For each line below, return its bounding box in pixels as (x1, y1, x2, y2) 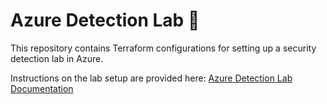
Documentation (10, 82, 74, 94)
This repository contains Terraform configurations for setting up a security (10, 42, 317, 54)
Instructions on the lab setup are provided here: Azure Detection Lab (10, 72, 293, 84)
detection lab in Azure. (10, 52, 104, 64)
